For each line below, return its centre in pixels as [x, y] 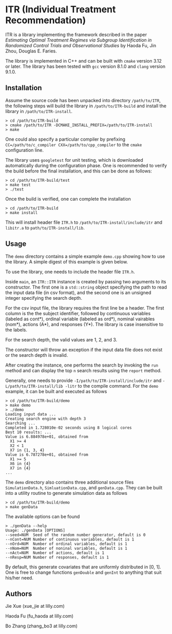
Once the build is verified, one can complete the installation [68, 199]
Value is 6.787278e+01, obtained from [47, 455]
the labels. [16, 330]
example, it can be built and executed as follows [56, 391]
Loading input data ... [31, 414]
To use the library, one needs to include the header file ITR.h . [70, 272]
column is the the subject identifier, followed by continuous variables [78, 313]
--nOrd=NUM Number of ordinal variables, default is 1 [66, 544]
